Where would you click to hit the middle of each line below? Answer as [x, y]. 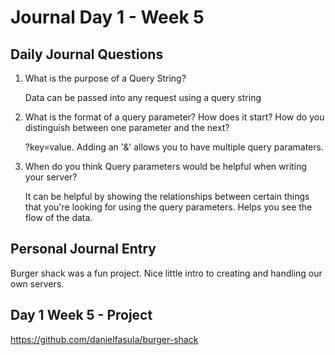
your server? [51, 177]
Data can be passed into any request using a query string [143, 97]
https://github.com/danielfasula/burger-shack [104, 339]
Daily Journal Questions [87, 54]
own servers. [37, 283]
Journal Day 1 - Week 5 [107, 17]
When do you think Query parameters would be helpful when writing [166, 166]
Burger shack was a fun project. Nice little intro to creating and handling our [166, 273]
